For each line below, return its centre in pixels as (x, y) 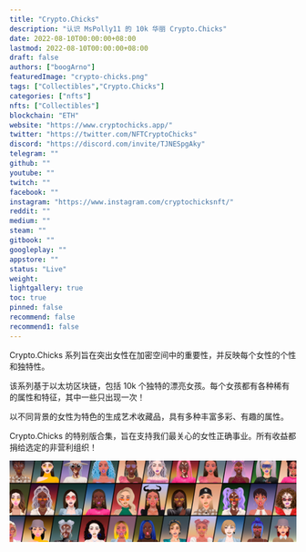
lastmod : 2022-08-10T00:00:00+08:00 (79, 48)
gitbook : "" (32, 240)
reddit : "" (30, 211)
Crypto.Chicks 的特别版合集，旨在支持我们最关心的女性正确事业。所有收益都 (153, 435)
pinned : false (36, 308)
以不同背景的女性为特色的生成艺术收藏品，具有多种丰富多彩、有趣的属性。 (149, 416)
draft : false (34, 58)
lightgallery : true (46, 288)
